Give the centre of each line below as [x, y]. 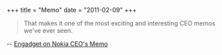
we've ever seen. [48, 31]
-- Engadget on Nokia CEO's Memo [57, 44]
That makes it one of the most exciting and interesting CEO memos [119, 23]
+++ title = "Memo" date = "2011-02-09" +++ [72, 10]
